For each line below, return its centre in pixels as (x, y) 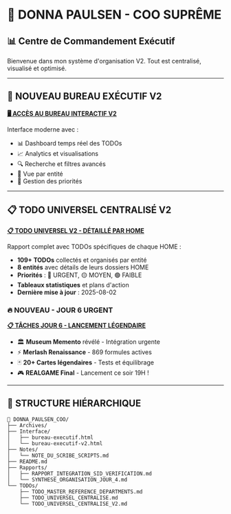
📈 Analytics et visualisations (57, 153)
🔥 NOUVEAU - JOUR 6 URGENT (60, 310)
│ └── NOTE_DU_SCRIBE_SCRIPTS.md (58, 455)
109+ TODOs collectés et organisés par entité (82, 260)
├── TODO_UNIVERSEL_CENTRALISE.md (69, 497)
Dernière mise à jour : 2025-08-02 (67, 292)
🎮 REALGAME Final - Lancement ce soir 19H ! (83, 373)
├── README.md (27, 462)
